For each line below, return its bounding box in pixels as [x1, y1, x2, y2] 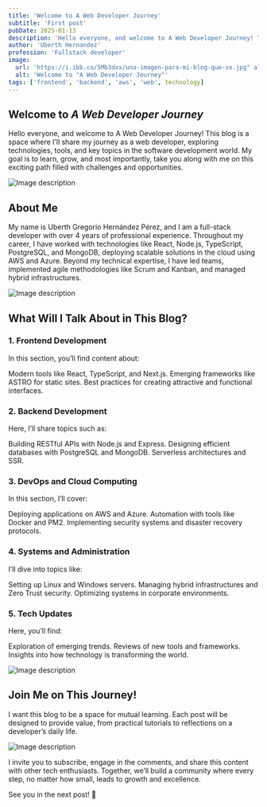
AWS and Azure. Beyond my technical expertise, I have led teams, [8, 256, 224, 266]
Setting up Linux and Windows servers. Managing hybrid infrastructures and [8, 579, 258, 589]
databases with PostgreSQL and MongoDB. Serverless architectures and [8, 447, 246, 458]
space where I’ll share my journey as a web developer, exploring [8, 137, 219, 147]
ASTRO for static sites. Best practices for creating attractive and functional [8, 377, 253, 387]
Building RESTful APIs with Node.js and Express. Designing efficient [8, 439, 230, 449]
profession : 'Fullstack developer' [8, 49, 126, 57]
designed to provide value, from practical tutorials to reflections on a [8, 718, 233, 727]
